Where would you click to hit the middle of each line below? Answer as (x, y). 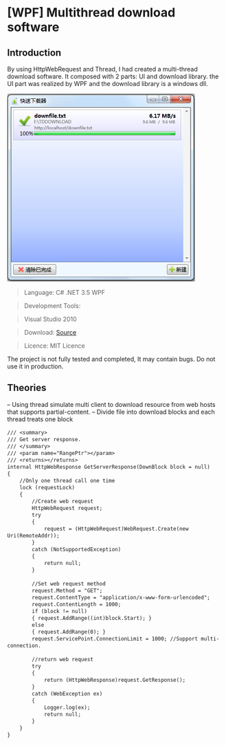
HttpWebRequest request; (67, 508)
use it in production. (35, 366)
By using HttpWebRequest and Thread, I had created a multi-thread (102, 69)
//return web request (63, 659)
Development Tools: (52, 306)
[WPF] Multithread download (91, 13)
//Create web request (63, 501)
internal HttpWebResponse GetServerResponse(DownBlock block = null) (109, 467)
